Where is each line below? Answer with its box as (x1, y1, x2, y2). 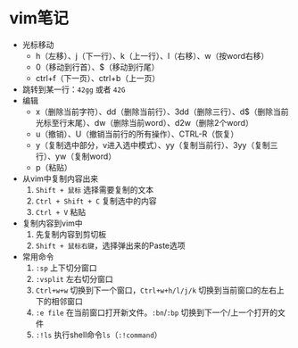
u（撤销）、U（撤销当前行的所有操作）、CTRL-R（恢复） (35, 128, 239, 139)
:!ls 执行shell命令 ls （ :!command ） (35, 329, 162, 340)
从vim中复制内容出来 (21, 173, 99, 184)
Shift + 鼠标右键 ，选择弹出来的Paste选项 (35, 240, 186, 251)
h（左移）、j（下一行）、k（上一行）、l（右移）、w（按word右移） (35, 50, 269, 61)
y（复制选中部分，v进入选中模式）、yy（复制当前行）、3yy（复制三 (35, 139, 278, 150)
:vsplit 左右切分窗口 (35, 273, 113, 284)
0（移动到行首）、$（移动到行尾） (35, 62, 160, 72)
